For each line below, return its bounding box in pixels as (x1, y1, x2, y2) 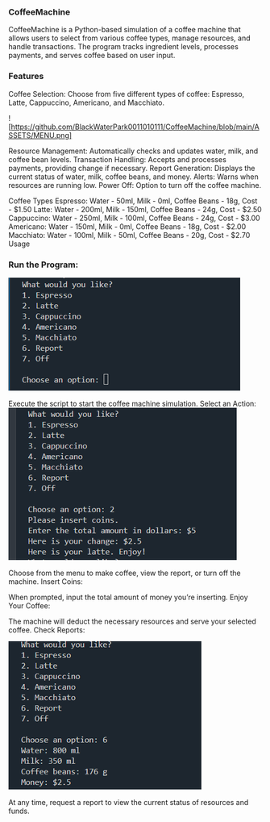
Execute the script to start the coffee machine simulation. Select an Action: (8, 398, 256, 408)
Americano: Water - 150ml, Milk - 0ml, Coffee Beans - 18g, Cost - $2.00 (8, 221, 247, 232)
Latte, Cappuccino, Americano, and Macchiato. (8, 98, 165, 107)
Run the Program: (8, 259, 79, 270)
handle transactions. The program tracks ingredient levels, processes (8, 42, 239, 52)
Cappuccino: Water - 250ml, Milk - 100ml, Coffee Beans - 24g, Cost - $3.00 (8, 213, 260, 223)
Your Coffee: (8, 600, 51, 611)
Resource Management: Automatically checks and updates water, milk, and (8, 146, 259, 156)
